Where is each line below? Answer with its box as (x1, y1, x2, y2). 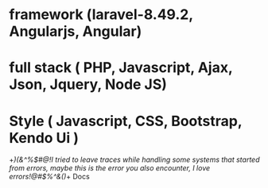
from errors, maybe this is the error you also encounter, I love (9, 163, 211, 173)
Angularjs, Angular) (9, 22, 142, 40)
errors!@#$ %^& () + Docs (9, 172, 90, 182)
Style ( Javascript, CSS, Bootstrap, (9, 112, 243, 130)
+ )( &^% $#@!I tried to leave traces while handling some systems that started (9, 155, 261, 164)
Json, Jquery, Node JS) (9, 75, 168, 94)
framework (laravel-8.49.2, (9, 6, 193, 24)
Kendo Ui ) (9, 129, 79, 147)
